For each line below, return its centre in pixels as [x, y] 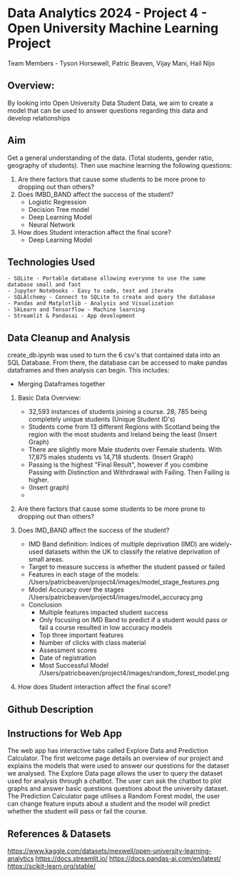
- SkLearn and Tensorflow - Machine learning [76, 310]
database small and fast [44, 285]
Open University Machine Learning [113, 28]
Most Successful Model [74, 666]
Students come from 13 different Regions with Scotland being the [124, 427]
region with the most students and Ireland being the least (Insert [123, 435]
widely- [221, 544]
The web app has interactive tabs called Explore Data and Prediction [108, 751]
